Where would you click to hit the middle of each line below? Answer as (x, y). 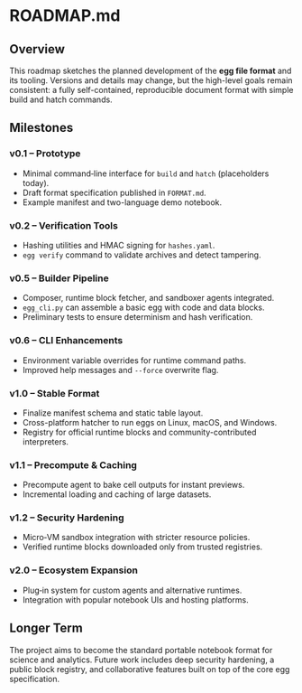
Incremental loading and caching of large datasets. (117, 494)
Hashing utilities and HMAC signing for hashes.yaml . (119, 245)
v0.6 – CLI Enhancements (66, 341)
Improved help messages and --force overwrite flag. (120, 370)
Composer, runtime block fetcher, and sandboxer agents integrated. (148, 298)
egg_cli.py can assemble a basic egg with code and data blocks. (143, 307)
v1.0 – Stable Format (55, 393)
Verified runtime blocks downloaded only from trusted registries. (142, 547)
